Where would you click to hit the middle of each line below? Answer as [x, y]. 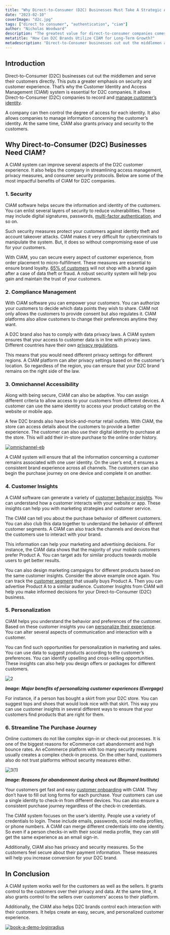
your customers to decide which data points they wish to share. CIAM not [82, 308]
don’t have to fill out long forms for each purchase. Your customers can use [84, 795]
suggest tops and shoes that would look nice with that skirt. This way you [82, 704]
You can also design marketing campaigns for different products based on [83, 570]
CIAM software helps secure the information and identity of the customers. [83, 205]
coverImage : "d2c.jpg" [29, 19]
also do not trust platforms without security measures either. [68, 760]
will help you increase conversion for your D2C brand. [61, 858]
